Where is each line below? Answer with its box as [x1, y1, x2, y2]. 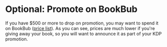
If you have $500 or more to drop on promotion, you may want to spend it [5, 20, 158, 26]
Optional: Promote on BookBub [5, 3, 138, 15]
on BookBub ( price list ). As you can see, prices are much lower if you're [5, 25, 155, 31]
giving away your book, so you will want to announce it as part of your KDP [5, 30, 162, 36]
